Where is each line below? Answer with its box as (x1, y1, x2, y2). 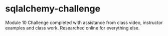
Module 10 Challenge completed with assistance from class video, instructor (5, 19, 163, 25)
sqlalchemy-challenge (5, 3, 101, 14)
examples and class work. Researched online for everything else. (5, 24, 140, 30)
